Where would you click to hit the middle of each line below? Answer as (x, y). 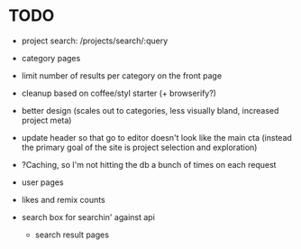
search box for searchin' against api (88, 217)
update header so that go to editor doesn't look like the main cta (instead (156, 137)
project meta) (46, 120)
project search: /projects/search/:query (95, 41)
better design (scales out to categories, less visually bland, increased (150, 110)
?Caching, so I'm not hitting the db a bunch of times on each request (149, 164)
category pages (51, 58)
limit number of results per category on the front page (122, 75)
